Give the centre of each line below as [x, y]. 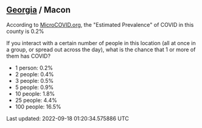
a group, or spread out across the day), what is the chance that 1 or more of [101, 49]
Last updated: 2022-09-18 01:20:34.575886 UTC [68, 118]
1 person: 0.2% [34, 68]
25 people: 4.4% [36, 100]
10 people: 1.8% [35, 93]
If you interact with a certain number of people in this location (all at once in [101, 43]
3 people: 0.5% [34, 80]
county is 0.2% [25, 31]
